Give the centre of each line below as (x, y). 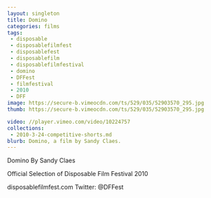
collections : (26, 128)
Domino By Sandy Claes (41, 161)
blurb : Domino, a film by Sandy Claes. (64, 141)
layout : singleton (33, 13)
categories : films (33, 26)
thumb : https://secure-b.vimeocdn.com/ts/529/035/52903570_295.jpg (106, 109)
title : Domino (27, 20)
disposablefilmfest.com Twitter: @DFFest (65, 187)
